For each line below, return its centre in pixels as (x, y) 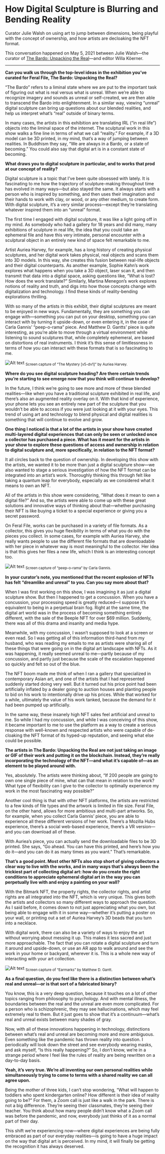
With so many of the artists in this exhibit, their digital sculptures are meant (81, 306)
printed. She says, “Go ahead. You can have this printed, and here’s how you (82, 846)
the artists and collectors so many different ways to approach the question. (81, 902)
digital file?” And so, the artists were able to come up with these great (76, 500)
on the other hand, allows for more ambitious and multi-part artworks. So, (80, 811)
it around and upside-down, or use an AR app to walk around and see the (79, 948)
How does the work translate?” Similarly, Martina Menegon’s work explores (81, 281)
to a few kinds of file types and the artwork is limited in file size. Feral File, (80, 806)
